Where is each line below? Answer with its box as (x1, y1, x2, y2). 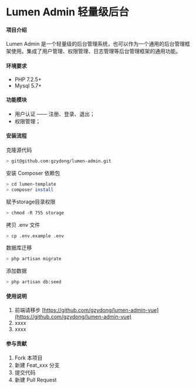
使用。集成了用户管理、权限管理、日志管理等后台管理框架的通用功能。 (11, 48, 181, 55)
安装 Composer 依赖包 (6, 169, 60, 176)
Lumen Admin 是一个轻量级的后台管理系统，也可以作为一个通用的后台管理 (6, 41, 185, 48)
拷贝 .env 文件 (6, 221, 40, 228)
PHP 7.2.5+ (14, 76, 42, 83)
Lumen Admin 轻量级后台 (6, 5, 129, 19)
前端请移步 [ (14, 307, 44, 314)
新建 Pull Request (14, 376, 57, 383)
